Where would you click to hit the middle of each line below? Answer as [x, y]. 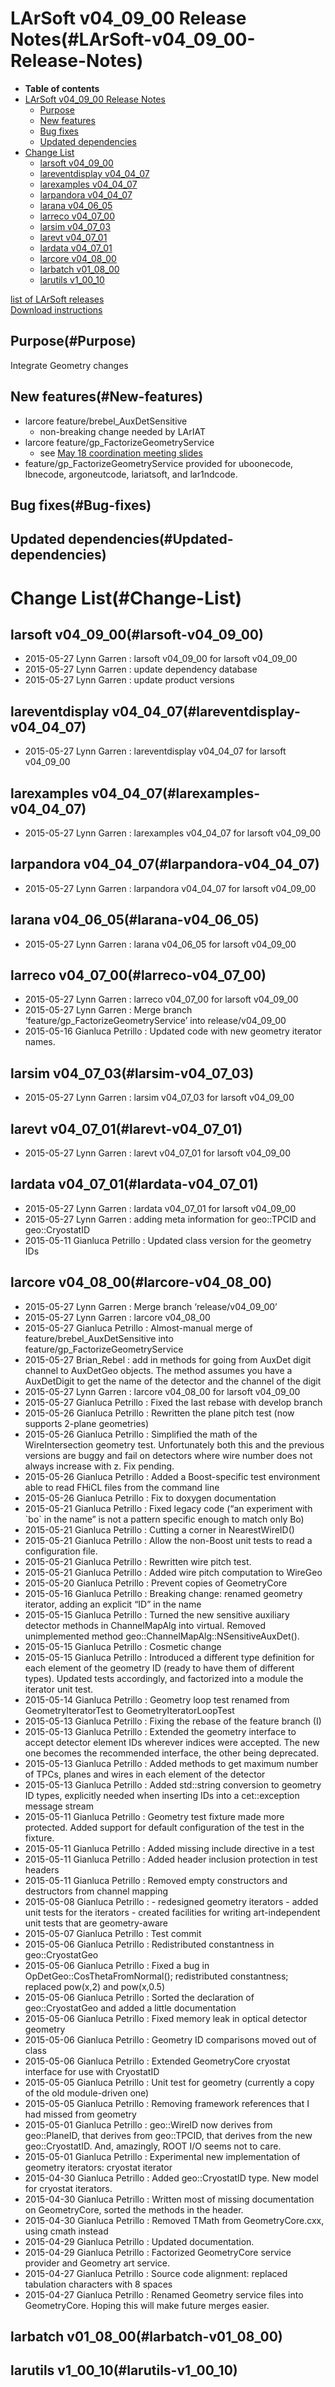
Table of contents [62, 88]
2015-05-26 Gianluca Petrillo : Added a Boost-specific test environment [172, 1476]
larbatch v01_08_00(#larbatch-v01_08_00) [146, 2337]
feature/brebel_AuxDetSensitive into [99, 1338]
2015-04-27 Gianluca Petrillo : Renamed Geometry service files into [164, 2294]
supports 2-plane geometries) [87, 1423]
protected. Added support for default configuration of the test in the [164, 1827]
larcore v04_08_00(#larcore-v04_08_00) [141, 1282]
